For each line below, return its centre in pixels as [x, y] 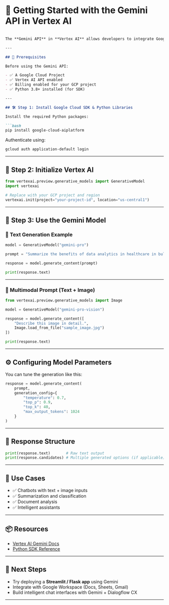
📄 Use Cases [25, 478]
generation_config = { [36, 393]
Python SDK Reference [36, 549]
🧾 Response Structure [40, 441]
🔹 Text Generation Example [39, 234]
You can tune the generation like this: [44, 374]
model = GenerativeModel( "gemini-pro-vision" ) [55, 310]
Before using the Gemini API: [37, 66]
